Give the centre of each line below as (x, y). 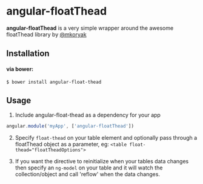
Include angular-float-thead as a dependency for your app (88, 115)
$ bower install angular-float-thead (54, 82)
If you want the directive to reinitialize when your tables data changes (102, 162)
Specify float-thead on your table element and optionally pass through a (106, 138)
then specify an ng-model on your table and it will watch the (89, 168)
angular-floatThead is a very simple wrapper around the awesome (90, 28)
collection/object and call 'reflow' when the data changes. (88, 174)
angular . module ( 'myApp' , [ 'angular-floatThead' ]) (70, 126)
